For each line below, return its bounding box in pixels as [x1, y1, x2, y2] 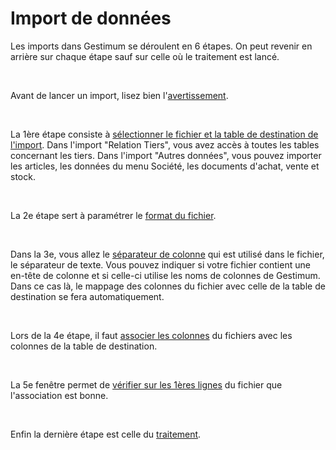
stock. [10, 170, 36, 182]
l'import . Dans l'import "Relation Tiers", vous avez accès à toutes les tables [10, 138, 320, 151]
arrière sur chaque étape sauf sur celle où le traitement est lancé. [10, 50, 280, 62]
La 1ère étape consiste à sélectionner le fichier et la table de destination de [10, 128, 319, 140]
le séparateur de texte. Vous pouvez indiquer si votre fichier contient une [10, 258, 311, 271]
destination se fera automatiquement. [10, 290, 165, 302]
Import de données [10, 7, 172, 30]
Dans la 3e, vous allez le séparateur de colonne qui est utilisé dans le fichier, [10, 248, 325, 260]
